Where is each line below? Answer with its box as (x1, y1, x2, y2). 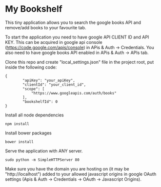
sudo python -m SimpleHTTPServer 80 (5, 157, 80, 162)
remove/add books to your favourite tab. (5, 24, 86, 30)
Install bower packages (5, 130, 52, 136)
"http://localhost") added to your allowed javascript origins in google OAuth (5, 171, 157, 177)
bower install (5, 139, 34, 144)
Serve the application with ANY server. (5, 148, 83, 154)
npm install (5, 121, 29, 126)
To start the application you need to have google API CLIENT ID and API (5, 34, 149, 40)
